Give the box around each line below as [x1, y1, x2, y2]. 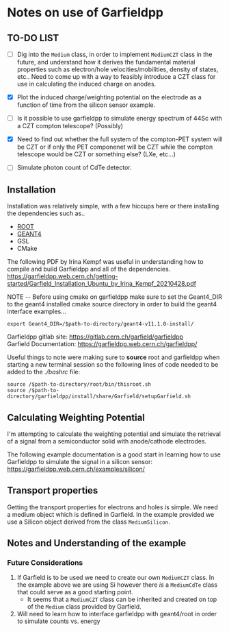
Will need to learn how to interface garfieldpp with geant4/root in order [16, 610, 217, 618]
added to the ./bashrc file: [7, 368, 81, 376]
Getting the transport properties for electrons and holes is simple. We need [7, 502, 219, 511]
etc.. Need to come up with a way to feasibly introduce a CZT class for [16, 73, 216, 81]
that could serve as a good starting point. [16, 588, 133, 596]
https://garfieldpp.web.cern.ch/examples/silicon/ [7, 465, 146, 473]
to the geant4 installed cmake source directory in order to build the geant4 [7, 300, 217, 308]
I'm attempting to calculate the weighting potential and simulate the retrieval [7, 430, 221, 438]
